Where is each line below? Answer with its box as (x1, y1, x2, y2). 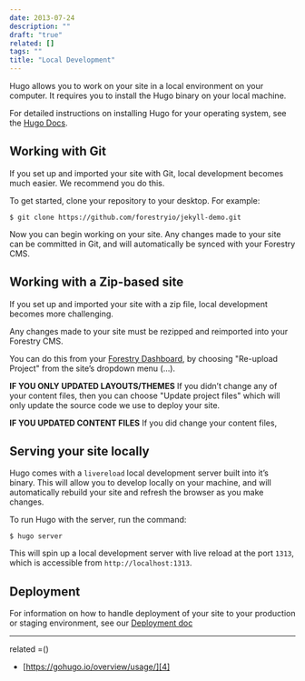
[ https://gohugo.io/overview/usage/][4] (22, 661, 171, 673)
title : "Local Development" (9, 55, 116, 65)
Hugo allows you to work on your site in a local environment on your (9, 81, 264, 91)
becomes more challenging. (9, 308, 113, 319)
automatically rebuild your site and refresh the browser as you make (9, 487, 264, 498)
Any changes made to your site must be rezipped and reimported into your (9, 325, 289, 336)
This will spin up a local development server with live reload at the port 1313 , (9, 547, 295, 559)
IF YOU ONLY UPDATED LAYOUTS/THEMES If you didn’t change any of (9, 380, 278, 391)
